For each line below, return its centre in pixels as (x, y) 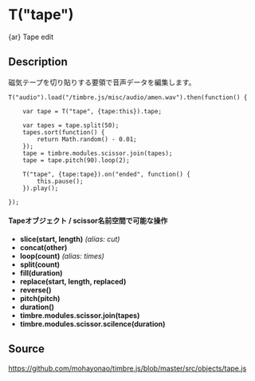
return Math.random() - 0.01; (87, 139)
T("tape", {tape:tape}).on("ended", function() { (107, 174)
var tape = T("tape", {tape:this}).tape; (92, 111)
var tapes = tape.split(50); (71, 125)
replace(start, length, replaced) (73, 281)
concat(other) (43, 247)
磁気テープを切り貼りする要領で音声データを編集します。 (102, 82)
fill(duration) (41, 272)
